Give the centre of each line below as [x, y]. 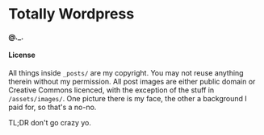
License [22, 55]
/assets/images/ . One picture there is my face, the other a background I [128, 98]
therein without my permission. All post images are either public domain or [132, 81]
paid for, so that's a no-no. [52, 107]
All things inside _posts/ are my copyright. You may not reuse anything [126, 72]
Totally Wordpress [71, 14]
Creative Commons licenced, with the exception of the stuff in [111, 90]
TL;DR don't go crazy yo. [50, 122]
